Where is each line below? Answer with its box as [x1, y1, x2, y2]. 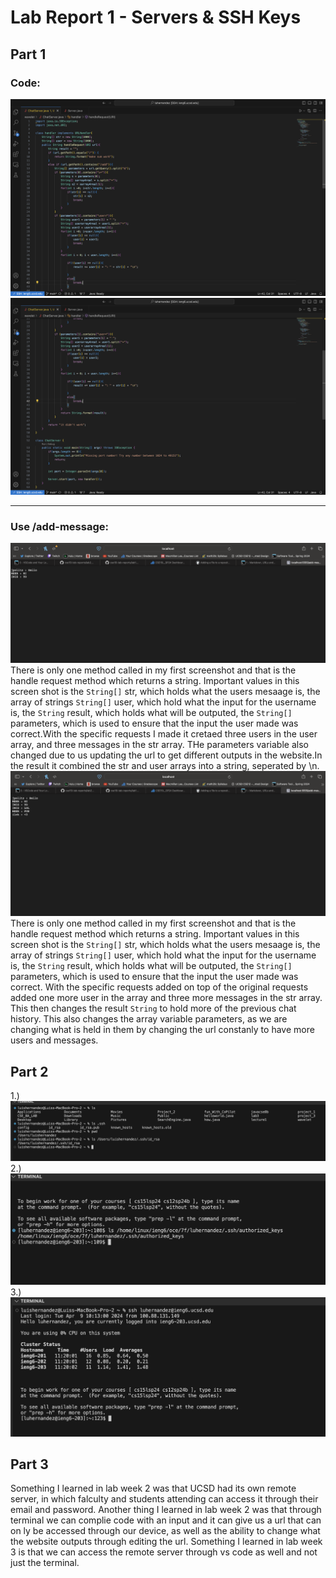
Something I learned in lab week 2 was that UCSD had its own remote [10, 1482, 297, 1495]
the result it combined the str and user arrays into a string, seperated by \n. [10, 760, 320, 772]
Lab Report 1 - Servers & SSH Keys [10, 6, 302, 29]
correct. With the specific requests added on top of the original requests [10, 981, 309, 993]
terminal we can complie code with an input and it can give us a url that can [10, 1514, 322, 1526]
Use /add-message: [10, 519, 109, 533]
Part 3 [10, 1456, 49, 1473]
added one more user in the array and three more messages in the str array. [10, 992, 323, 1004]
